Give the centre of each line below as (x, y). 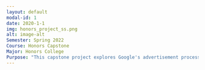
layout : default (27, 12)
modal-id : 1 (21, 18)
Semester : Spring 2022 (35, 40)
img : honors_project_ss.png (42, 29)
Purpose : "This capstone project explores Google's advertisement (92, 57)
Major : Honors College (35, 52)
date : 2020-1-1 (26, 23)
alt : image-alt (26, 35)
